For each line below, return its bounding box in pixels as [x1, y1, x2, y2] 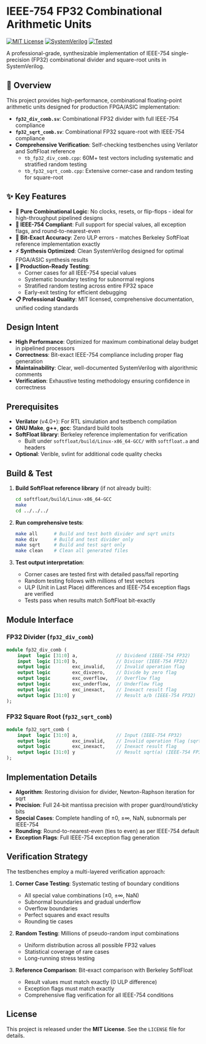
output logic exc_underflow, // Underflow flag [17, 681, 164, 687]
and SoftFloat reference [15, 147, 75, 154]
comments [15, 371, 42, 378]
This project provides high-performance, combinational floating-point [6, 96, 182, 104]
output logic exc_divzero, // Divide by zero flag [17, 669, 177, 676]
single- [170, 49, 189, 56]
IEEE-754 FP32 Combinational [6, 4, 162, 18]
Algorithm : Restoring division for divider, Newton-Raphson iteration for [15, 788, 195, 795]
